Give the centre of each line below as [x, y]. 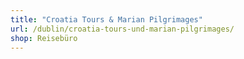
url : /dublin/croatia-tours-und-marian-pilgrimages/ [122, 29]
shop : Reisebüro [44, 38]
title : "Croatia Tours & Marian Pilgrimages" [106, 19]
